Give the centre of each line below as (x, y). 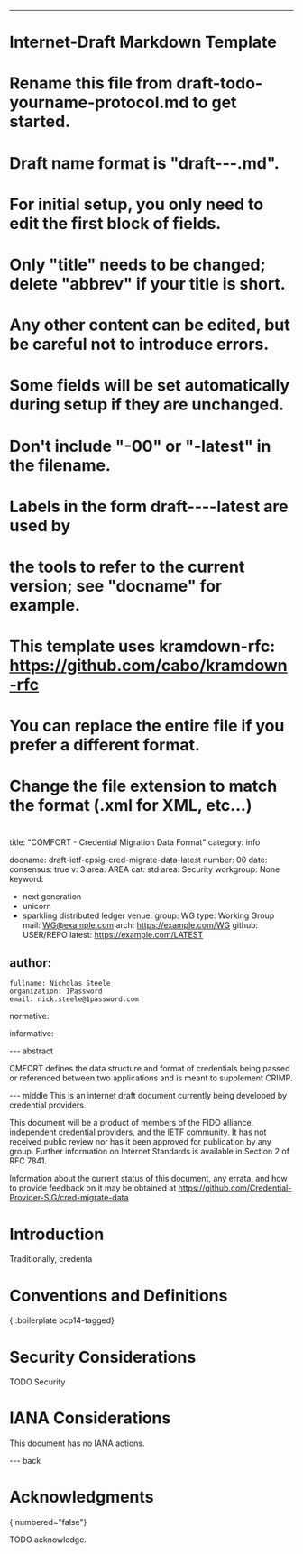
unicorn (37, 906)
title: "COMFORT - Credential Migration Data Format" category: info (135, 842)
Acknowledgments (82, 1497)
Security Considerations (103, 1357)
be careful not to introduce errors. (139, 345)
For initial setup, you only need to (137, 204)
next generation (52, 896)
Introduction (57, 1234)
